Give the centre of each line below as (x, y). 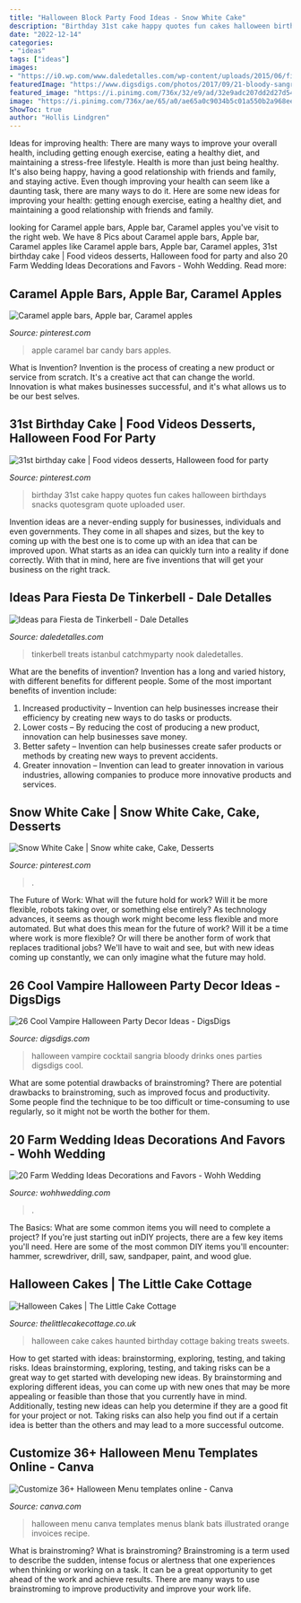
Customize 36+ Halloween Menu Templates (133, 1454)
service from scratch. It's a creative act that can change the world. (132, 377)
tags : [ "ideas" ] (39, 59)
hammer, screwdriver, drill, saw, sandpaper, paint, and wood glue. (131, 1256)
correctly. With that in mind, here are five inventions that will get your (137, 560)
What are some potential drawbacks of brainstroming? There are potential (146, 1083)
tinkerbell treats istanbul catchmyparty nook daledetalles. (137, 654)
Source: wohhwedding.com (60, 1193)
